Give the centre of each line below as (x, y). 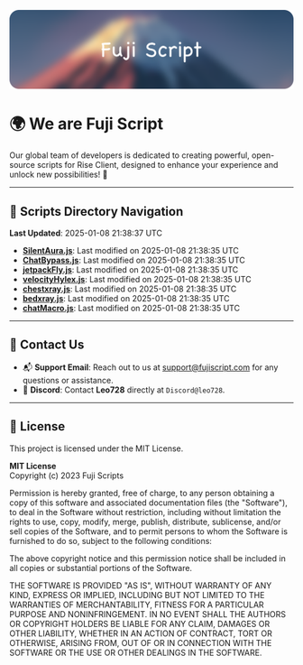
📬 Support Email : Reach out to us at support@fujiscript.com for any (150, 367)
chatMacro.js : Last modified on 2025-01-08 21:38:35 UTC (131, 309)
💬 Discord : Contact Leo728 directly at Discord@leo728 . (124, 390)
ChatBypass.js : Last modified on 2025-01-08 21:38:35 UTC (133, 260)
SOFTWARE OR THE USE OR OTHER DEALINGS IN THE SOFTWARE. (136, 652)
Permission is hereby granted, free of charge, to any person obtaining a (142, 493)
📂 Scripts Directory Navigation (96, 212)
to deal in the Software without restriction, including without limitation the (145, 512)
